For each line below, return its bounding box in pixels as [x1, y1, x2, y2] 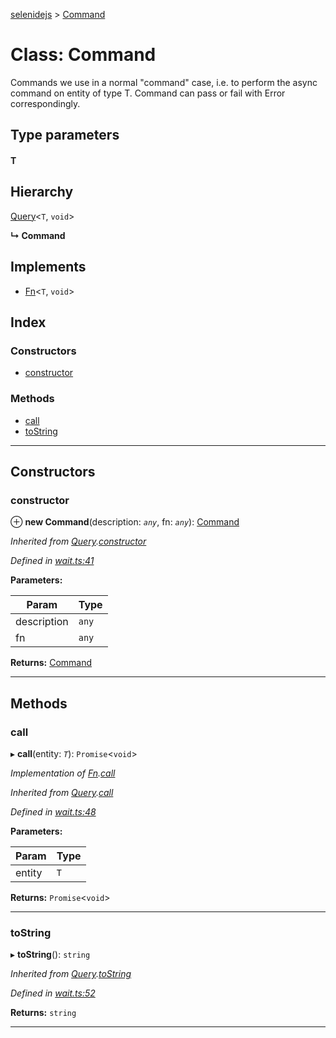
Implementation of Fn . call [10, 767, 116, 779]
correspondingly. [10, 97, 81, 109]
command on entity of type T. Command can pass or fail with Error [10, 87, 286, 99]
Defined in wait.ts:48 [10, 805, 97, 818]
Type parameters [10, 127, 120, 144]
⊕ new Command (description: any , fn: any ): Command [10, 516, 240, 528]
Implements [10, 259, 87, 276]
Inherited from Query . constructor [10, 535, 147, 548]
